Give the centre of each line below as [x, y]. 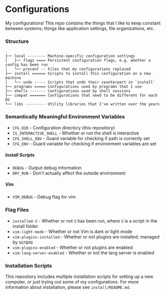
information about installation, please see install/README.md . [68, 287]
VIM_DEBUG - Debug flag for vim [44, 197]
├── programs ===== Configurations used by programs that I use [73, 87]
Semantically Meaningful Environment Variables [65, 117]
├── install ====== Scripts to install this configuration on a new [78, 73]
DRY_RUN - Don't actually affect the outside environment [69, 173]
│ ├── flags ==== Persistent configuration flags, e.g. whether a [78, 60]
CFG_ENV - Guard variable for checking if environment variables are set [84, 143]
